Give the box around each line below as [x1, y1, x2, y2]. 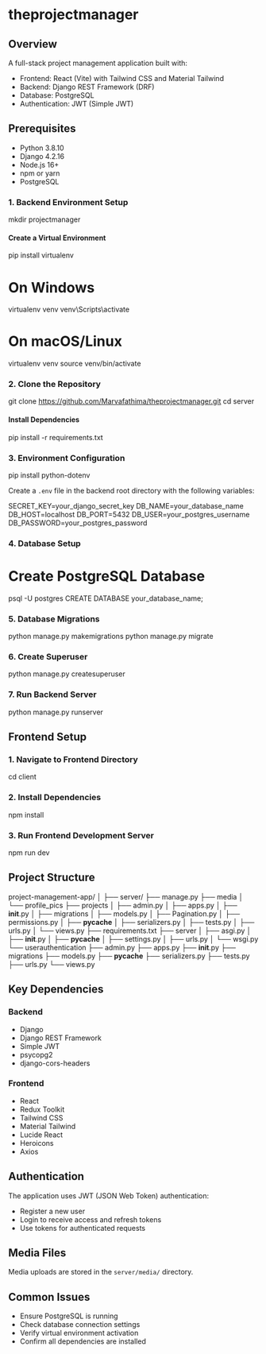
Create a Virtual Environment [8, 233, 106, 242]
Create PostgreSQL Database [8, 567, 205, 586]
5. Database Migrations [8, 613, 101, 625]
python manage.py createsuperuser [8, 669, 125, 679]
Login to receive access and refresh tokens [19, 1214, 162, 1224]
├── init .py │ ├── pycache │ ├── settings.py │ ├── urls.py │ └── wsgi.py [8, 934, 259, 943]
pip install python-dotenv [8, 470, 91, 480]
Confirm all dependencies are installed [19, 1337, 147, 1346]
